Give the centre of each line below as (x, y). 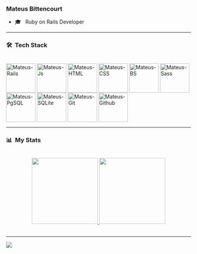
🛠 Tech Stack (27, 45)
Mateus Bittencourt (34, 9)
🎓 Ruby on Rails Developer (49, 22)
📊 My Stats (23, 140)
